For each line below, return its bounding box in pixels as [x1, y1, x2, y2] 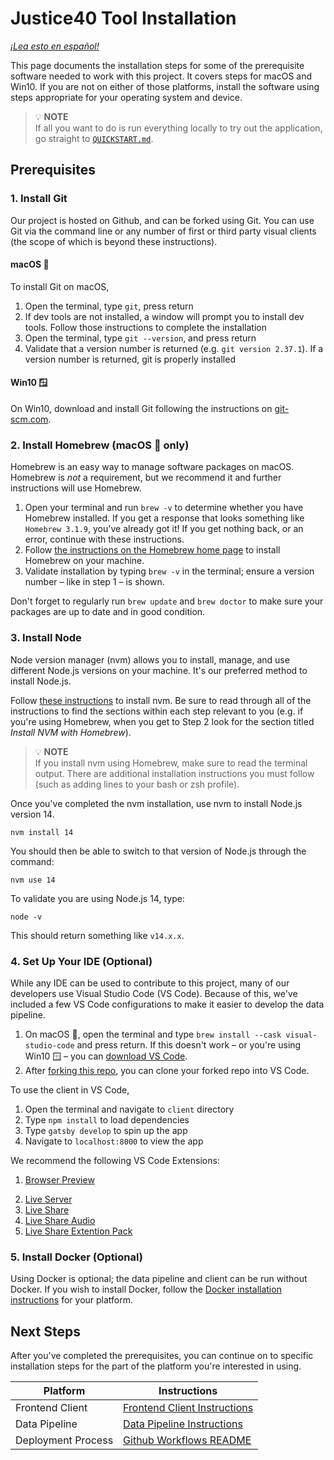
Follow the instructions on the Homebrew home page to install [24, 544, 281, 556]
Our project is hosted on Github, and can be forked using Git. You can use [10, 214, 315, 226]
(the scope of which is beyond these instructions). [10, 235, 218, 247]
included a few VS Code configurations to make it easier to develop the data [10, 998, 325, 1010]
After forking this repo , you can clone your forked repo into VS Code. [24, 1064, 310, 1076]
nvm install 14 [10, 827, 74, 837]
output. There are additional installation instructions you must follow [34, 767, 315, 779]
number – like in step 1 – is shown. [24, 576, 165, 588]
